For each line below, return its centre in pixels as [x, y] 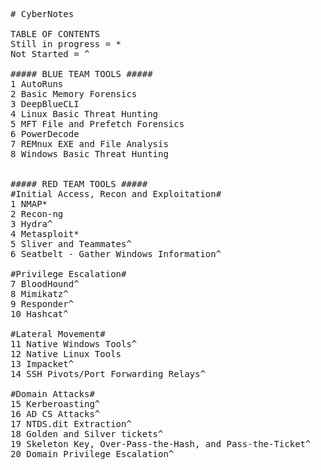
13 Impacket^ [42, 364]
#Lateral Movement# [58, 334]
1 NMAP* [29, 204]
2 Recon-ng [37, 214]
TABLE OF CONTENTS [55, 34]
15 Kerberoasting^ [55, 404]
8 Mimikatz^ [39, 294]
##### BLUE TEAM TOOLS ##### [81, 74]
